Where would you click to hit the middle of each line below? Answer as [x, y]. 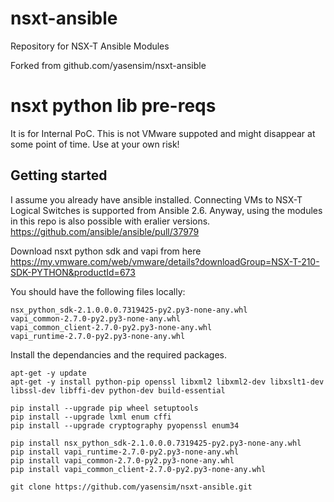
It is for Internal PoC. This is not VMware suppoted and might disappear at [163, 133]
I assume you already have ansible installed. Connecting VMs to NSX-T [156, 199]
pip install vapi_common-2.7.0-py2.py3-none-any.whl [122, 460]
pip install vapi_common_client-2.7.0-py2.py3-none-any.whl [138, 469]
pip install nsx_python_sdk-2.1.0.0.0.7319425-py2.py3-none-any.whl [156, 443]
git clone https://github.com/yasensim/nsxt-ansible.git [131, 487]
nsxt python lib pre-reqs [113, 106]
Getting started [59, 175]
